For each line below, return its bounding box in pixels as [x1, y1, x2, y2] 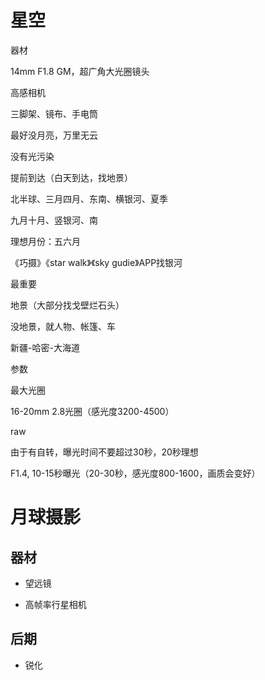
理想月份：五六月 [10, 235, 81, 247]
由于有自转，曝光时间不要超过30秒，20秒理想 [10, 446, 199, 458]
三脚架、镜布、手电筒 [10, 107, 98, 120]
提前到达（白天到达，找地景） [10, 171, 133, 183]
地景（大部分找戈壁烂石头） [10, 299, 125, 311]
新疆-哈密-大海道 [10, 341, 80, 353]
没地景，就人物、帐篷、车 [10, 320, 116, 332]
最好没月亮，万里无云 [10, 129, 98, 141]
